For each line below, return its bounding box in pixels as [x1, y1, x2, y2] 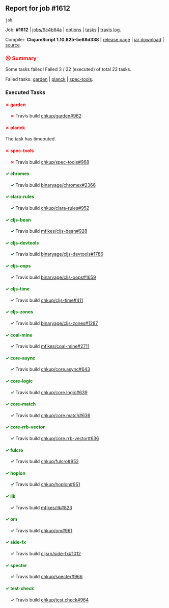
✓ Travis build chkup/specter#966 [10, 574, 83, 580]
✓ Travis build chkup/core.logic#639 [10, 389, 88, 395]
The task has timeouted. [5, 136, 56, 142]
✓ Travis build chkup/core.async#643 [10, 366, 91, 372]
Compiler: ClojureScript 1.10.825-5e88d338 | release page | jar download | [5, 36, 164, 42]
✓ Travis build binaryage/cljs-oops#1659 [10, 274, 96, 280]
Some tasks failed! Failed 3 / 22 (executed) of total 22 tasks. [5, 66, 131, 72]
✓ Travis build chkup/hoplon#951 [10, 481, 80, 488]
